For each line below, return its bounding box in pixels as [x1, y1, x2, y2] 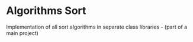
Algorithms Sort [6, 4, 86, 17]
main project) [6, 29, 38, 36]
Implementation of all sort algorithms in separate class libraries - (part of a [6, 23, 188, 30]
